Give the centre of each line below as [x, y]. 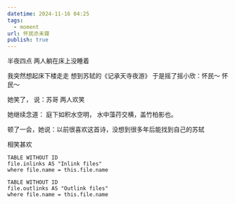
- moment [26, 27]
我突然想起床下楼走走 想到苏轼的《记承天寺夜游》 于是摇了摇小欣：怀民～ [114, 76]
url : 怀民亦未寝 [28, 33]
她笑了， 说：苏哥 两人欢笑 [46, 100]
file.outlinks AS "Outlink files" [58, 189]
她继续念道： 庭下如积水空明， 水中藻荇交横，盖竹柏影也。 [92, 115]
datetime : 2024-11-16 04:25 [49, 14]
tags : [15, 20]
